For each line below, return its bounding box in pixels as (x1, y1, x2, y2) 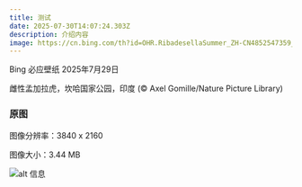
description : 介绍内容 (9, 30, 89, 39)
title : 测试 (9, 13, 51, 22)
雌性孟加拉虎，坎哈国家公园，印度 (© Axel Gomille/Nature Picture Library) (9, 83, 283, 94)
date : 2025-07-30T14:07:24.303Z (9, 22, 130, 31)
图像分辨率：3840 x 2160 (9, 129, 103, 140)
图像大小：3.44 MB (9, 149, 81, 160)
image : (9, 38, 34, 48)
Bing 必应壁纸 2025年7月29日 (9, 64, 120, 75)
